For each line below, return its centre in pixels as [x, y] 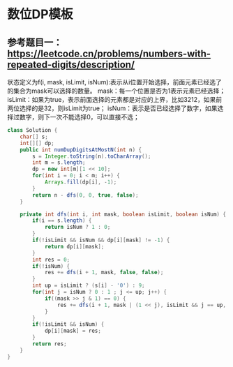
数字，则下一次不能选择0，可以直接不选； [79, 117]
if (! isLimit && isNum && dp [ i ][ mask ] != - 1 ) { [101, 240]
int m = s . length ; [59, 163]
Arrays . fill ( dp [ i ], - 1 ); [81, 182]
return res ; [50, 344]
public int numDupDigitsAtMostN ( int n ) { [81, 150]
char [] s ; [34, 137]
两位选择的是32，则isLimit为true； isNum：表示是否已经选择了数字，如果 [112, 108]
